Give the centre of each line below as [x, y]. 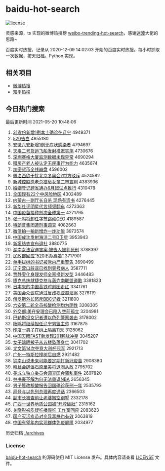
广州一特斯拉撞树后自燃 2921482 [46, 354]
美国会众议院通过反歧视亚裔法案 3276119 [54, 293]
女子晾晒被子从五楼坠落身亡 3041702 [50, 342]
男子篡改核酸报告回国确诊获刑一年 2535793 [57, 385]
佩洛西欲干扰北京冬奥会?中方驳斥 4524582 [56, 175]
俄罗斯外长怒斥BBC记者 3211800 [46, 299]
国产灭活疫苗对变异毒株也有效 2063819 [53, 416]
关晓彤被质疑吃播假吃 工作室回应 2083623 [56, 410]
